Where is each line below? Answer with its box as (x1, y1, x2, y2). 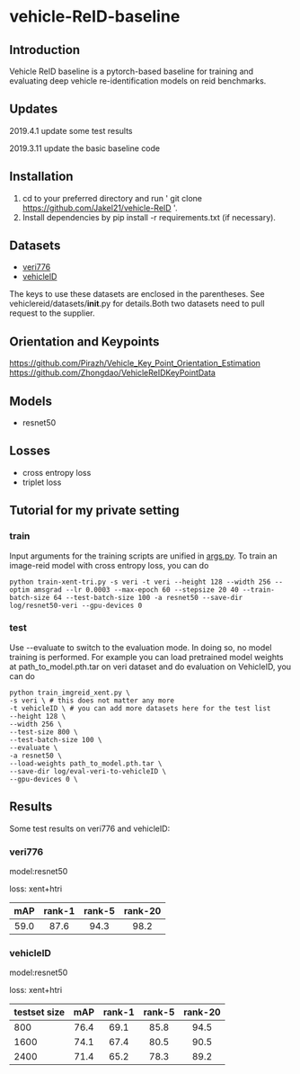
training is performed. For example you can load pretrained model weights (9, 651, 284, 662)
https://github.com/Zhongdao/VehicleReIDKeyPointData (9, 367, 216, 379)
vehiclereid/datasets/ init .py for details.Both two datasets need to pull (9, 299, 265, 309)
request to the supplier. (9, 308, 96, 318)
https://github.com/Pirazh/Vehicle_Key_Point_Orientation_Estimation (9, 358, 260, 369)
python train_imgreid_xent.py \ (9, 688, 130, 697)
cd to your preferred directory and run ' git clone (22, 192, 203, 203)
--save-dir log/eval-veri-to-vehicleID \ (9, 766, 167, 775)
